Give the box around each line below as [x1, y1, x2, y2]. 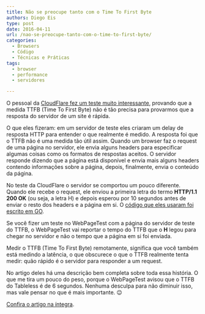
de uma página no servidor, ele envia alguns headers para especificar [6, 144, 182, 151]
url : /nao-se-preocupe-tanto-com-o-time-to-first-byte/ [6, 32, 152, 38]
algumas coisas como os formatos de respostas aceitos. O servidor [6, 151, 176, 158]
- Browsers [12, 43, 40, 50]
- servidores [12, 77, 45, 83]
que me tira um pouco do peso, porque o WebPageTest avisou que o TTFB [6, 276, 195, 283]
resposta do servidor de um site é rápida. [6, 113, 110, 120]
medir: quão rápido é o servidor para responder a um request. [6, 258, 163, 265]
